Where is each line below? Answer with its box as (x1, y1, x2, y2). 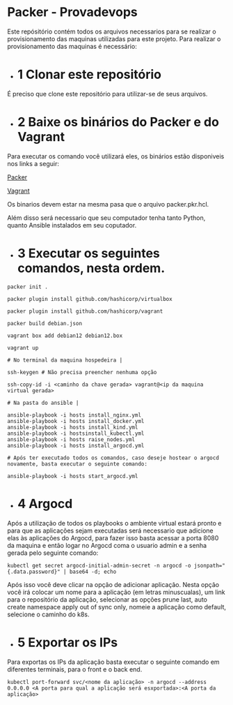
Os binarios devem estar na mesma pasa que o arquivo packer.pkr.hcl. (7, 200, 209, 208)
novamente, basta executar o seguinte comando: (7, 460, 148, 468)
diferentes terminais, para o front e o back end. (7, 665, 143, 674)
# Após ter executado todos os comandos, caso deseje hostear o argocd (7, 454, 219, 461)
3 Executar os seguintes (17, 246, 160, 261)
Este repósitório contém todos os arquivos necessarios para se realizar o (7, 27, 217, 36)
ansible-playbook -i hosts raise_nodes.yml (7, 436, 136, 443)
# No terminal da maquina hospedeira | (7, 357, 123, 364)
